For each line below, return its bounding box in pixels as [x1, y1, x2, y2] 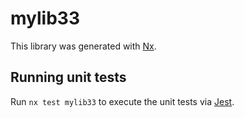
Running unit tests [10, 69, 127, 86]
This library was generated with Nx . [10, 40, 157, 52]
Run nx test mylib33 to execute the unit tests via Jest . [10, 95, 235, 107]
